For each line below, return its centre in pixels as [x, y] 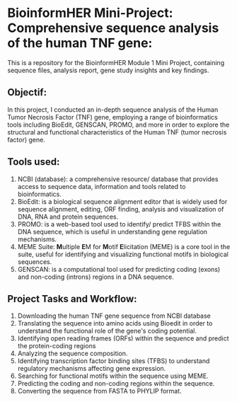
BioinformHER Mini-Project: [90, 13]
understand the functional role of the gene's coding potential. [107, 331]
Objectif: [27, 92]
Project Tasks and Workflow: [72, 299]
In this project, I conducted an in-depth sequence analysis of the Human [113, 109]
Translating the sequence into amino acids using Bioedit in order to [115, 323]
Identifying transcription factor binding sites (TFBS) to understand [114, 361]
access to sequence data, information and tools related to [102, 186]
